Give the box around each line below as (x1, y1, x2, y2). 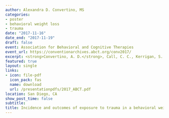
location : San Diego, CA (5, 91, 57, 96)
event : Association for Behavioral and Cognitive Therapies (5, 45, 134, 50)
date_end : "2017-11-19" (5, 36, 55, 41)
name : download (10, 82, 42, 87)
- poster (5, 17, 24, 22)
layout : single (5, 63, 37, 68)
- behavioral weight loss (5, 21, 59, 27)
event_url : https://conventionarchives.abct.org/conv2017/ (5, 49, 132, 54)
